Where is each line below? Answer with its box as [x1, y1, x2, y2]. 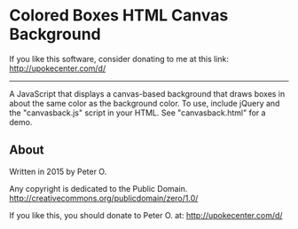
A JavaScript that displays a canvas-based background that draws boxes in [9, 88, 286, 99]
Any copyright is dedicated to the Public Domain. [9, 183, 188, 193]
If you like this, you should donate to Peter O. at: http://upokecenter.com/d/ [9, 209, 283, 220]
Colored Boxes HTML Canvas [9, 5, 229, 26]
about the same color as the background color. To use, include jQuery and [9, 98, 280, 108]
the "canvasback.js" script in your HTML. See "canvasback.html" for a [9, 107, 266, 118]
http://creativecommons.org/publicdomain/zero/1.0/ [9, 193, 199, 203]
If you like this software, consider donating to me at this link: [9, 53, 229, 64]
